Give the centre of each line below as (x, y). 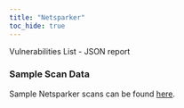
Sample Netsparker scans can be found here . (92, 94)
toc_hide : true (37, 26)
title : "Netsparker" (48, 17)
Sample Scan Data (50, 74)
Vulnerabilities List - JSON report (70, 51)
